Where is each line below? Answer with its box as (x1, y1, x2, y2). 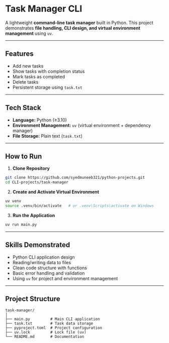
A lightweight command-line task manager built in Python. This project (5, 20, 153, 26)
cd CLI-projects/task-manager (5, 180, 69, 185)
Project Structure (5, 294, 60, 303)
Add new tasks (12, 63, 44, 69)
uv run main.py (5, 222, 37, 227)
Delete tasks (12, 79, 39, 85)
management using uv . (5, 30, 54, 36)
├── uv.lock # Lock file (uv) (5, 330, 87, 335)
